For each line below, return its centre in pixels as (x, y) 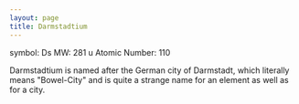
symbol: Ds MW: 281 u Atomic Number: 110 (90, 52)
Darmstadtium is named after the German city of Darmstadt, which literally (149, 70)
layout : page (34, 18)
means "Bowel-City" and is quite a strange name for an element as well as (149, 79)
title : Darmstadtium (49, 26)
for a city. (27, 89)
